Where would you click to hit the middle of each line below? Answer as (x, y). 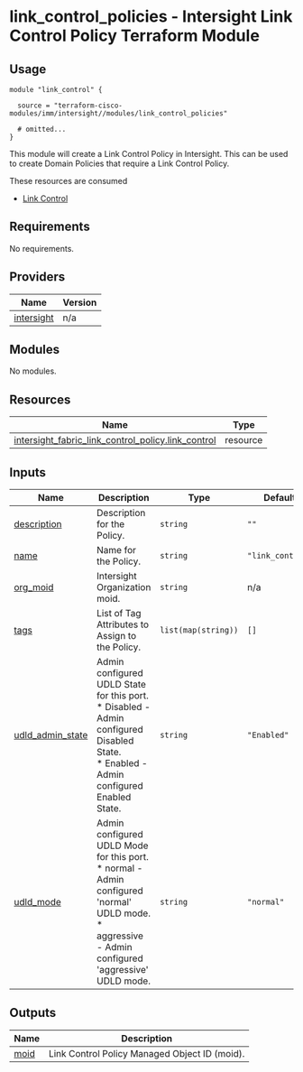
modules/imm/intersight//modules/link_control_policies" (119, 114)
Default (279, 498)
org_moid (34, 587)
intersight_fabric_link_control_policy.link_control (115, 440)
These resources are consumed (69, 181)
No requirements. (42, 248)
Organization (124, 587)
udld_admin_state (51, 735)
